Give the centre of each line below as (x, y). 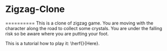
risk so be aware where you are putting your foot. (57, 33)
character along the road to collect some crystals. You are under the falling (84, 28)
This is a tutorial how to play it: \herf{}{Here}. (53, 43)
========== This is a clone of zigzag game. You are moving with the (79, 23)
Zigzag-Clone (35, 9)
